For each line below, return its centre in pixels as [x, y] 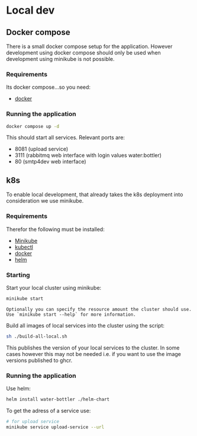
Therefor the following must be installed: [55, 229]
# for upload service [33, 421]
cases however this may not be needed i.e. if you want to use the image [94, 354]
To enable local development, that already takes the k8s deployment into [95, 195]
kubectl [24, 247]
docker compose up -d [33, 126]
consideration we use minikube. [45, 201]
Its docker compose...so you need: [48, 87]
